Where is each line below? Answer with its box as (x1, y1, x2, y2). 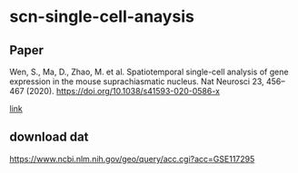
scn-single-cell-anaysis (9, 6, 195, 27)
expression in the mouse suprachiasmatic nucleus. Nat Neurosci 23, (9, 76, 265, 87)
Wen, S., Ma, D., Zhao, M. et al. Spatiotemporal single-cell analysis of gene (9, 66, 289, 77)
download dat (9, 130, 89, 145)
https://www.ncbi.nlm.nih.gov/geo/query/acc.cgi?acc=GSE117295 (9, 153, 255, 164)
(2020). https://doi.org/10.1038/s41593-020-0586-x (25, 86, 221, 96)
